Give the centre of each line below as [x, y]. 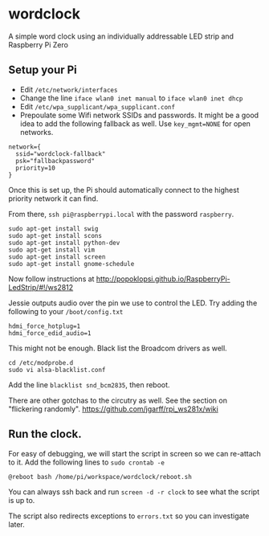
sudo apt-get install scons [55, 235]
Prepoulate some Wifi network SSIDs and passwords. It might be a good [139, 115]
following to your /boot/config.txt [66, 311]
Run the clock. [45, 434]
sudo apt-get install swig [53, 229]
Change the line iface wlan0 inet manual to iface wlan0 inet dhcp [131, 98]
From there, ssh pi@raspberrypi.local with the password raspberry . [121, 214]
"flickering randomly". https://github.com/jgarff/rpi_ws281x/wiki [113, 409]
